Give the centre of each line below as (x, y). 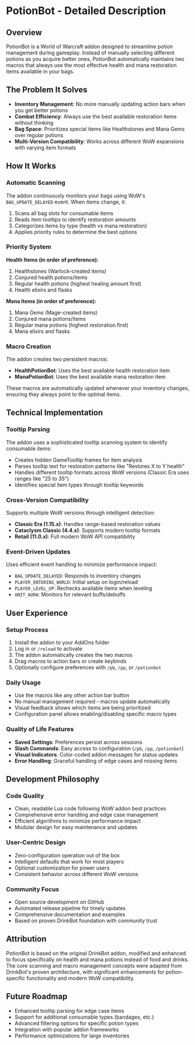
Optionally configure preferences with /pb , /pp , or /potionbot (88, 667)
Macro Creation (29, 346)
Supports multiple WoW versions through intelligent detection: (81, 513)
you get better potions (41, 110)
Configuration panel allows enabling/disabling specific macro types (95, 714)
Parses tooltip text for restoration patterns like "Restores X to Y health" (100, 466)
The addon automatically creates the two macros (73, 655)
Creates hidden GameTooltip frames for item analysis (78, 460)
